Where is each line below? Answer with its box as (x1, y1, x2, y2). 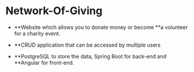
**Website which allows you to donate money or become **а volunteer (14, 24, 188, 31)
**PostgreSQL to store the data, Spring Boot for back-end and (14, 53, 166, 60)
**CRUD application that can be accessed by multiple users (14, 41, 161, 48)
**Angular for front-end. (14, 59, 74, 66)
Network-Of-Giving (5, 4, 103, 18)
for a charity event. (14, 30, 61, 37)
